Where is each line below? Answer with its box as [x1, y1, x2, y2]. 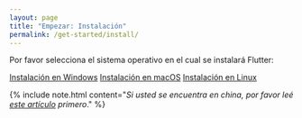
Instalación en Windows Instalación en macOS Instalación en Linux [9, 72, 257, 83]
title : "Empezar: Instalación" [9, 22, 127, 31]
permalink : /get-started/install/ [9, 30, 140, 39]
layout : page [9, 13, 59, 23]
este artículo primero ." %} [9, 99, 106, 110]
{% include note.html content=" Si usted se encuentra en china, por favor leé [9, 89, 294, 100]
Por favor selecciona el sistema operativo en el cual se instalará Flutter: [9, 55, 274, 66]
